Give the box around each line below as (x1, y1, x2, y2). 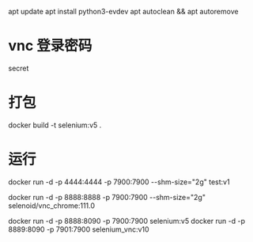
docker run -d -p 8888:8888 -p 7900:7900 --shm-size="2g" (8, 192, 206, 202)
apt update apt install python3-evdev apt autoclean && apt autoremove (8, 7, 239, 16)
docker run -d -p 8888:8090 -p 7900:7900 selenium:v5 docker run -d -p (8, 216, 246, 225)
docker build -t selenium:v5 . (8, 120, 102, 130)
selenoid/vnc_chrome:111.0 (8, 201, 96, 210)
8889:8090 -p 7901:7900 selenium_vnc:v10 (8, 225, 149, 234)
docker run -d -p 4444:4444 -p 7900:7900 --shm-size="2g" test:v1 (8, 177, 231, 187)
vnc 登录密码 (8, 37, 93, 55)
